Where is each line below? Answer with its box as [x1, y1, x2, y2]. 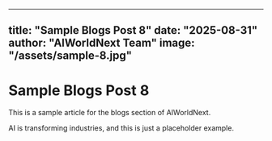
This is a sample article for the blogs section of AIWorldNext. [8, 108, 211, 118]
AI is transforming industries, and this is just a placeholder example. [8, 123, 235, 133]
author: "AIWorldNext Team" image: [8, 36, 196, 50]
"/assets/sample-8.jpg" [8, 49, 132, 63]
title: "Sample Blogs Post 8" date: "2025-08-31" [8, 23, 258, 37]
